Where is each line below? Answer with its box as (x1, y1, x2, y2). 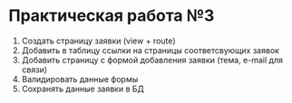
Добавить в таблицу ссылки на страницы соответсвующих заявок (21, 44, 280, 55)
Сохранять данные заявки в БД (21, 83, 144, 94)
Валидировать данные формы (21, 73, 139, 84)
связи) (21, 64, 47, 75)
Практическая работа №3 (8, 5, 215, 26)
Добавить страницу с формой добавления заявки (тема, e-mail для (21, 54, 283, 65)
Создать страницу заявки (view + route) (21, 35, 176, 46)
